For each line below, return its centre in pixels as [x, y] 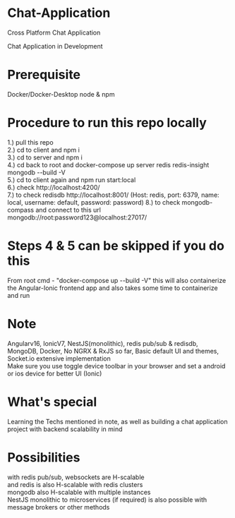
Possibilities [44, 457]
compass [21, 210]
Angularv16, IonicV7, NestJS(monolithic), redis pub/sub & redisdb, [103, 343]
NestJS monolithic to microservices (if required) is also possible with [107, 500]
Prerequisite [44, 75]
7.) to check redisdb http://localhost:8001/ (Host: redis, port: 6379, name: [114, 195]
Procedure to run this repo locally [107, 123]
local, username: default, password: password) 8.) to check [94, 202]
